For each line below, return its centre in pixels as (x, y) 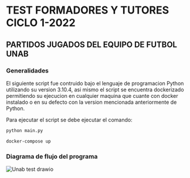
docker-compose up (28, 141)
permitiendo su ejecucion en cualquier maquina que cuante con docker (92, 95)
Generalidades (27, 70)
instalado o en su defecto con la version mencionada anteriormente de (91, 102)
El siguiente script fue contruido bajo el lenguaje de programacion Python (95, 83)
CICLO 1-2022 (41, 23)
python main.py (25, 130)
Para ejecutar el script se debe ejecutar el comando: (69, 120)
